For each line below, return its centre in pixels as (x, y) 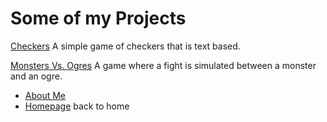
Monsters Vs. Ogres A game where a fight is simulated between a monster (163, 65)
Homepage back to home (77, 106)
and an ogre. (36, 76)
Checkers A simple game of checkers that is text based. (125, 46)
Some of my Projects (98, 18)
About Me (45, 95)
